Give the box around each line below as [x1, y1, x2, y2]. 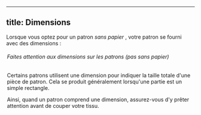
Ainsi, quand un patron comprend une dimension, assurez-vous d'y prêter [7, 96, 190, 103]
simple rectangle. [7, 85, 50, 92]
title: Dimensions [6, 17, 71, 27]
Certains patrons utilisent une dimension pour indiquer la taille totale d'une [7, 72, 191, 79]
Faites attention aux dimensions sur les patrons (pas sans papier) [7, 53, 169, 60]
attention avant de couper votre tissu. [7, 102, 100, 110]
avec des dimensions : [6, 39, 62, 46]
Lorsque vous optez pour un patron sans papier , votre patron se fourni [6, 33, 182, 41]
